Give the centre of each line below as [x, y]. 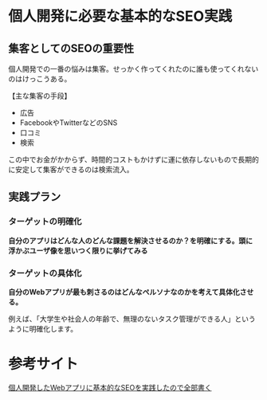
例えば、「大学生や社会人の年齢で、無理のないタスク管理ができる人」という [132, 319]
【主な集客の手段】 [40, 96]
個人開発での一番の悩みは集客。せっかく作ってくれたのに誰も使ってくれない [133, 69]
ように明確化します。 [43, 328]
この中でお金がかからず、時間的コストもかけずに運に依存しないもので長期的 [133, 159]
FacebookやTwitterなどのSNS [69, 123]
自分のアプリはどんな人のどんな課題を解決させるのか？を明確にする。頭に [131, 241]
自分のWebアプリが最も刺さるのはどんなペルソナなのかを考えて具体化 [124, 292]
